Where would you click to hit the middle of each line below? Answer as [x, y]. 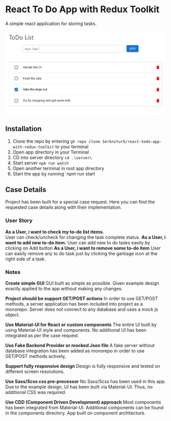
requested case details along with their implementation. [64, 207]
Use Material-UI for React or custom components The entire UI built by [81, 325]
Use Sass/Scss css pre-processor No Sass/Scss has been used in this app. [86, 382]
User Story [19, 220]
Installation [23, 129]
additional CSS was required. [36, 392]
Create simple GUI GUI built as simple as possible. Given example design [82, 283]
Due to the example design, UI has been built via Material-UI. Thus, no [79, 387]
